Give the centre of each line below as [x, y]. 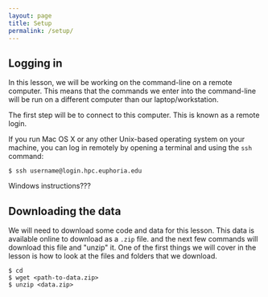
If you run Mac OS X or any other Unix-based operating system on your [127, 139]
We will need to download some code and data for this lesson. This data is [132, 230]
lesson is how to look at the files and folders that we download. [113, 256]
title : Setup [30, 23]
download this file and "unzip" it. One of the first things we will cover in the [132, 247]
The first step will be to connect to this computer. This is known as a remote [134, 115]
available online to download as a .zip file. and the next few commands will [133, 239]
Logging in [35, 63]
